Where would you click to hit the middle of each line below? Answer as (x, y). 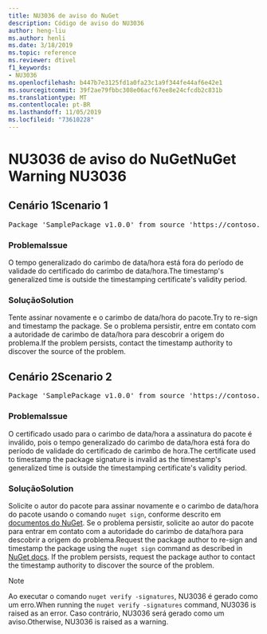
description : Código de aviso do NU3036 (77, 23)
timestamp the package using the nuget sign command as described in (126, 548)
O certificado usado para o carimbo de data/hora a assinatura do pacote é (130, 433)
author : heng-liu (37, 30)
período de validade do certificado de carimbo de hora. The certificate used (132, 451)
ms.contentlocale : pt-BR (49, 105)
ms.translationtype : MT (48, 98)
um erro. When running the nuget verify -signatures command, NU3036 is (132, 604)
